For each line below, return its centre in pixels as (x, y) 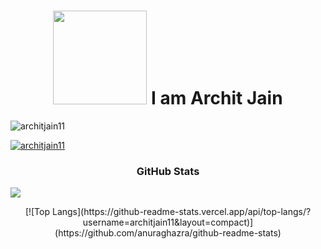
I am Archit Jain (217, 98)
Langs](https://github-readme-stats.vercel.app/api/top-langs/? (181, 212)
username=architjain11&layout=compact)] (168, 222)
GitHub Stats (168, 171)
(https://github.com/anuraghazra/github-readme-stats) (168, 233)
